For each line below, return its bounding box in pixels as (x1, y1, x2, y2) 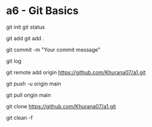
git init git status (6, 23, 45, 30)
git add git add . (6, 35, 44, 42)
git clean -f (6, 114, 33, 121)
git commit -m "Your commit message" (6, 46, 101, 53)
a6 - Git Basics (6, 4, 79, 18)
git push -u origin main (6, 80, 61, 87)
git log (6, 57, 22, 64)
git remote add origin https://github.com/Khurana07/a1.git (6, 68, 146, 75)
